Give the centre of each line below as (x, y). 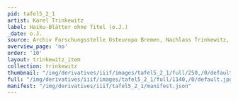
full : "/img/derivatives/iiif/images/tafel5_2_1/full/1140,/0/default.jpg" (121, 79)
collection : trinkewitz (42, 66)
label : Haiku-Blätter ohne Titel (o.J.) (68, 27)
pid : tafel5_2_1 (31, 14)
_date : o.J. (25, 33)
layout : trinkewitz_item (44, 60)
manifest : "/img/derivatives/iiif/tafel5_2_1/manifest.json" (100, 86)
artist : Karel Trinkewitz (45, 20)
